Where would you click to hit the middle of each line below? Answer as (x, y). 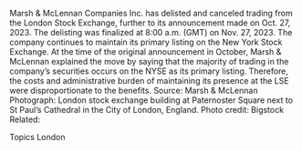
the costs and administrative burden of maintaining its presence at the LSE (149, 81)
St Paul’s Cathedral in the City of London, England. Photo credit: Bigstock (147, 110)
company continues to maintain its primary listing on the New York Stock (146, 42)
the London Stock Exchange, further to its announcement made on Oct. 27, (150, 23)
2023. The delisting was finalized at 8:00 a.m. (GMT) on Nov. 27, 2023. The (151, 32)
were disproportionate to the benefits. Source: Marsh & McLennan (134, 91)
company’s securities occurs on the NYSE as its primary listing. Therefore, (149, 71)
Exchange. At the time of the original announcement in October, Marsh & (146, 52)
